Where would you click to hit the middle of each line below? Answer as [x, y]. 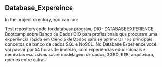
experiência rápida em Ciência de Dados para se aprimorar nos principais [79, 39]
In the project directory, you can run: [42, 19]
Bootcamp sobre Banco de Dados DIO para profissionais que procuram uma [81, 34]
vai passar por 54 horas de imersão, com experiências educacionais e [75, 49]
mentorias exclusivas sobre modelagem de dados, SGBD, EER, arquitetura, [80, 54]
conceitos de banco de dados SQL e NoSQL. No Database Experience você [81, 44]
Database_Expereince [39, 8]
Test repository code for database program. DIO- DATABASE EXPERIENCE [79, 29]
